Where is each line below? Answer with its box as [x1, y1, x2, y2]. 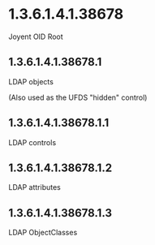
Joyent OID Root [8, 32, 63, 41]
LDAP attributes [8, 183, 61, 192]
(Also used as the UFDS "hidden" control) [8, 92, 148, 102]
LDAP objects [8, 76, 54, 86]
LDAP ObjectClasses [8, 228, 78, 238]
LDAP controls [8, 137, 57, 147]
